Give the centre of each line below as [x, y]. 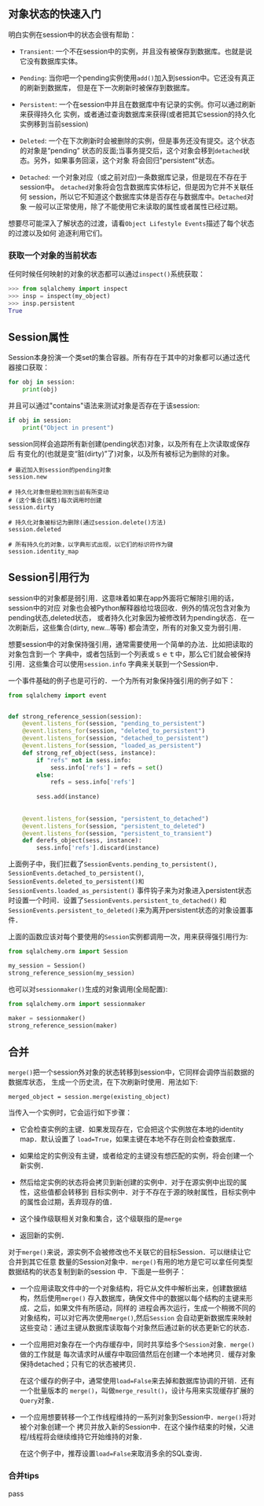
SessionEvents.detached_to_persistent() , [76, 873]
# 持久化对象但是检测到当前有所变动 [59, 492]
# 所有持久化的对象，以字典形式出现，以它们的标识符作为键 [91, 545]
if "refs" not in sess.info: [84, 760]
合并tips [24, 1476]
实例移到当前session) [54, 123]
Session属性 [38, 337]
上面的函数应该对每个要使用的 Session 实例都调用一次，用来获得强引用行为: [128, 937]
